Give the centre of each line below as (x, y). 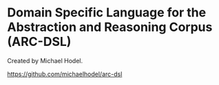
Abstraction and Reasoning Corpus (110, 27)
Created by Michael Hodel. (45, 60)
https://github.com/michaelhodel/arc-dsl (65, 74)
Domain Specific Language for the (107, 13)
